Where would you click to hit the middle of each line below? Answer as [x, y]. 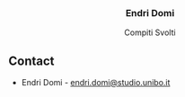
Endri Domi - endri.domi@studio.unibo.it [96, 83]
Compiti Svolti [150, 32]
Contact [31, 61]
